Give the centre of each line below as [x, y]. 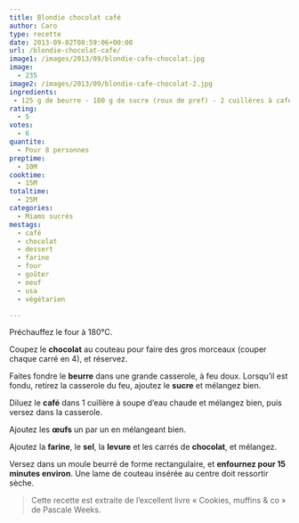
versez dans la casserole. [56, 413]
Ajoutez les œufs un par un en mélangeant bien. [98, 429]
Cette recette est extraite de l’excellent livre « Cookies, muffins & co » [158, 501]
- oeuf [29, 282]
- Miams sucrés [45, 216]
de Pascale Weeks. [66, 510]
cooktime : [28, 175]
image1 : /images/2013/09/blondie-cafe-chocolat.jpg [107, 59]
